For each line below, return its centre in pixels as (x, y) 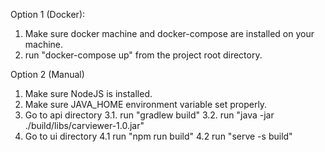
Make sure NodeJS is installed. (88, 93)
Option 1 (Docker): (48, 14)
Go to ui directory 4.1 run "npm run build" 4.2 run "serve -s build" (158, 136)
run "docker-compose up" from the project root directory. (143, 55)
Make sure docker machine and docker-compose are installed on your (169, 33)
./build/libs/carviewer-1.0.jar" (84, 125)
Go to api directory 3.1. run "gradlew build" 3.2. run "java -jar (149, 115)
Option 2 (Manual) (47, 74)
